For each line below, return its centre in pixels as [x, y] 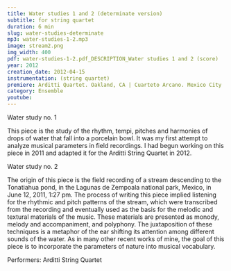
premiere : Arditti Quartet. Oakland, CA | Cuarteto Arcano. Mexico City [114, 85]
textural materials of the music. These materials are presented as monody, [113, 217]
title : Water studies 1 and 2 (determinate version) [85, 14]
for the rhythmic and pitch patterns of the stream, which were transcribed [112, 202]
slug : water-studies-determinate [55, 33]
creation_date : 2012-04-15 [46, 72]
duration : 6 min [31, 26]
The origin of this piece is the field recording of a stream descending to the [114, 180]
